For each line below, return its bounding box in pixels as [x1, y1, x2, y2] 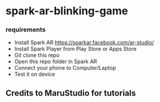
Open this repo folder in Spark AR [14, 58, 97, 65]
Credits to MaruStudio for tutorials [5, 88, 136, 98]
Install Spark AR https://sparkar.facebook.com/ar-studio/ [14, 39, 155, 46]
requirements [5, 26, 46, 34]
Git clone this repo [14, 52, 60, 59]
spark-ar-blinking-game [5, 4, 128, 18]
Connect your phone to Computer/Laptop [14, 64, 116, 72]
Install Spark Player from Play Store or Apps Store [14, 45, 137, 52]
